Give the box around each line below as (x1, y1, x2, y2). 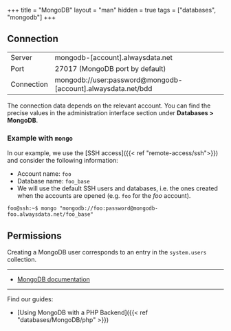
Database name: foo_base (16, 177, 91, 185)
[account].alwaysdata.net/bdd (54, 83, 153, 93)
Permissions (7, 230, 62, 241)
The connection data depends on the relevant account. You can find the (7, 101, 211, 110)
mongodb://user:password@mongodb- (54, 75, 183, 85)
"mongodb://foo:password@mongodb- (59, 205, 158, 212)
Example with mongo (7, 133, 74, 143)
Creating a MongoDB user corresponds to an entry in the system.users (7, 248, 207, 256)
